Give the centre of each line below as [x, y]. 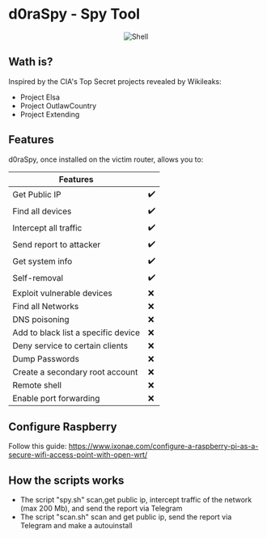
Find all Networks [46, 306]
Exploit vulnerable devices [63, 293]
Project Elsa [40, 97]
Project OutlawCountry [58, 105]
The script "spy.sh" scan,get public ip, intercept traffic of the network [136, 500]
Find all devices [42, 211]
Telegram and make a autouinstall [76, 526]
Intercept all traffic [47, 228]
